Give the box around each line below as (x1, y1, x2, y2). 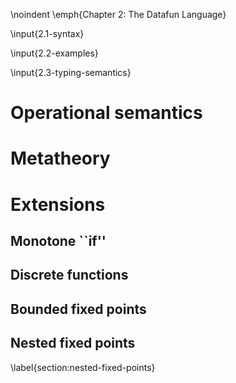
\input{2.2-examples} (10, 47, 99, 59)
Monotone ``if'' (10, 232, 107, 249)
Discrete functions (10, 267, 129, 284)
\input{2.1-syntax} (10, 28, 85, 39)
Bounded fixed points (10, 300, 147, 318)
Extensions (10, 193, 106, 216)
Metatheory (10, 147, 111, 170)
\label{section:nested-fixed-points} (10, 361, 156, 373)
